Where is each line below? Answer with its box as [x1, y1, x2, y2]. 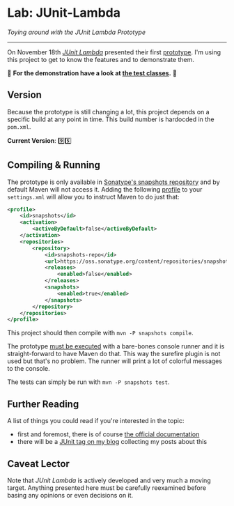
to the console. [7, 365, 50, 373]
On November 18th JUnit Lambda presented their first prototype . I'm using [7, 47, 221, 56]
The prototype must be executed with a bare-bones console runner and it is [7, 342, 225, 351]
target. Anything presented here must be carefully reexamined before [7, 483, 207, 492]
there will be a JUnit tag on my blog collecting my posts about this [17, 438, 208, 446]
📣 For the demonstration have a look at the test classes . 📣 [7, 68, 178, 77]
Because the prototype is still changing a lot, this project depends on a [7, 107, 210, 116]
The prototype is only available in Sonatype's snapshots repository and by [7, 178, 221, 186]
